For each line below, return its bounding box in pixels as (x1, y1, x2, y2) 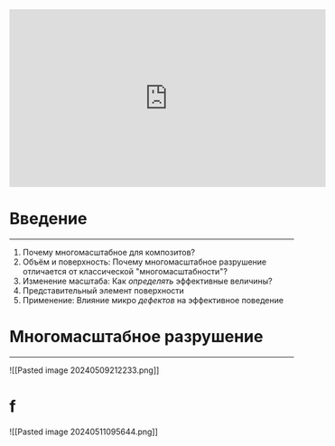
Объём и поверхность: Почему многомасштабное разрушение (22, 256, 267, 267)
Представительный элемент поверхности (22, 284, 185, 296)
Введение (9, 209, 88, 229)
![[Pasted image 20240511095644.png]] (9, 426, 158, 437)
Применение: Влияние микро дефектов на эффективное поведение (22, 294, 284, 305)
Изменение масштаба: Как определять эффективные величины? (22, 275, 273, 286)
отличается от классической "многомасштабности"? (22, 265, 228, 276)
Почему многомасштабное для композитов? (22, 246, 196, 257)
